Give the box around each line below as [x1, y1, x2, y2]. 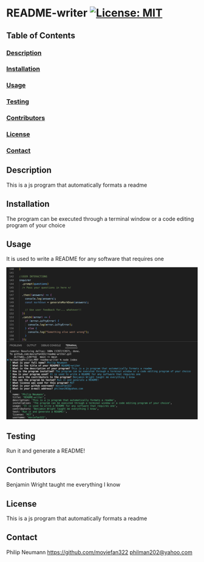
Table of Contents [6, 30, 76, 41]
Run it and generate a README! [6, 447, 85, 454]
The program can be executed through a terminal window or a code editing [6, 215, 194, 222]
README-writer [6, 6, 88, 20]
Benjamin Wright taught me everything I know [6, 481, 121, 488]
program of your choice [6, 221, 66, 229]
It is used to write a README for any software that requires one [6, 255, 164, 263]
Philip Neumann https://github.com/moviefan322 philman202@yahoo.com [6, 548, 192, 556]
